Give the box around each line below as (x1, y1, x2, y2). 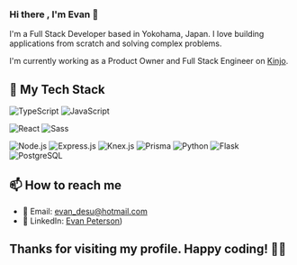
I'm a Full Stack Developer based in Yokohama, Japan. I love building (9, 29, 265, 40)
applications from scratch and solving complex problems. (9, 38, 222, 49)
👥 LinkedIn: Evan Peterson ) (22, 215, 123, 226)
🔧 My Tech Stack (9, 81, 105, 97)
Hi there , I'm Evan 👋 (9, 8, 99, 21)
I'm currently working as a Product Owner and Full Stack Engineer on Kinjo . (9, 56, 289, 67)
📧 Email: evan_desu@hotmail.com (22, 206, 148, 216)
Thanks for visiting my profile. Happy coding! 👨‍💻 (9, 242, 287, 257)
